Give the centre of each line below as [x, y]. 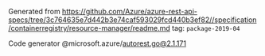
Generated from [35, 11]
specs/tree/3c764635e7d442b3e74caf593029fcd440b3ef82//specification [132, 20]
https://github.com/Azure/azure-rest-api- [130, 11]
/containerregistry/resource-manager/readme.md [90, 28]
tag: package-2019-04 [206, 28]
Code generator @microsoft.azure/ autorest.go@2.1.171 [97, 43]
